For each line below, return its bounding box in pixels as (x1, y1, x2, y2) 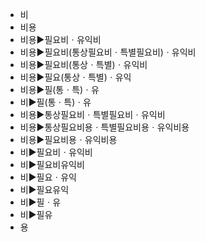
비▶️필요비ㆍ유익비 (19, 146, 93, 158)
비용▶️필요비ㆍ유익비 (19, 34, 102, 45)
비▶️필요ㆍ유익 (19, 171, 77, 183)
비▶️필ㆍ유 (19, 196, 62, 208)
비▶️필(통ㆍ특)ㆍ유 (19, 96, 92, 108)
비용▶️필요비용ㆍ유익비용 (19, 134, 118, 145)
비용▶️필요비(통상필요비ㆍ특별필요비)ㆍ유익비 (19, 46, 197, 58)
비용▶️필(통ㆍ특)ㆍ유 (19, 84, 100, 95)
